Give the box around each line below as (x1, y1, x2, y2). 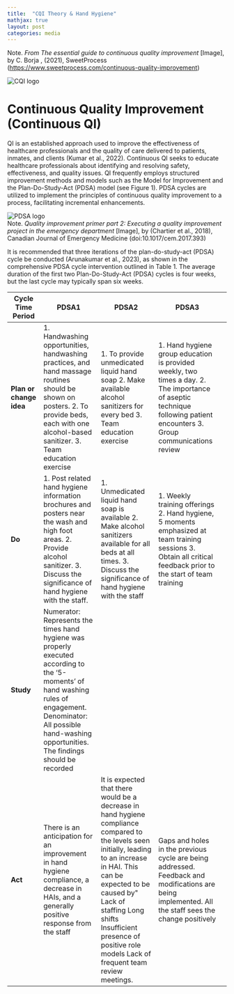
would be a (100, 792, 137, 802)
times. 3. (100, 557, 130, 566)
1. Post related (42, 474, 91, 483)
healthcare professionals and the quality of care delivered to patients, (7, 147, 207, 155)
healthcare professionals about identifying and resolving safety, (7, 162, 190, 170)
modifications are (158, 879, 216, 889)
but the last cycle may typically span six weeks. (7, 277, 144, 286)
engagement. (42, 703, 87, 713)
